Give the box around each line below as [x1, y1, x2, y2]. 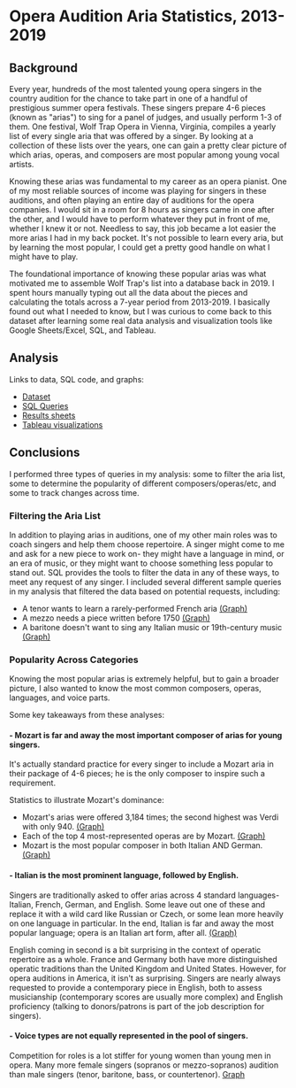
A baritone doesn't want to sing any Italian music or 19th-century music [21, 621, 283, 632]
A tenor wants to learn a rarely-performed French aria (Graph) [21, 603, 248, 613]
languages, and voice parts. [9, 692, 110, 703]
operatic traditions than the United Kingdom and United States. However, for [9, 963, 287, 974]
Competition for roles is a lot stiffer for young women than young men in [9, 1050, 271, 1061]
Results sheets [21, 410, 76, 421]
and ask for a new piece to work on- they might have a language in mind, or [9, 548, 285, 559]
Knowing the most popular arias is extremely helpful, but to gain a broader [9, 674, 280, 684]
